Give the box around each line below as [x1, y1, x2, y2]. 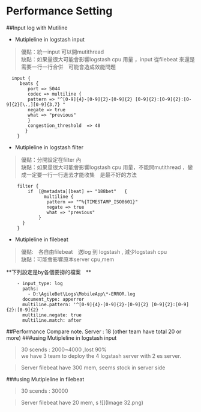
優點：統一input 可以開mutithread [20, 48, 104, 55]
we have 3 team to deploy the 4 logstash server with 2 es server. [20, 352, 182, 359]
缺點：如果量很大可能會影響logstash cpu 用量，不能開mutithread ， [20, 164, 188, 171]
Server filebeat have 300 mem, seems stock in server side [20, 364, 166, 371]
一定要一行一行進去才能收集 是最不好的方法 [26, 171, 137, 178]
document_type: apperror [22, 296, 85, 302]
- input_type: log [17, 280, 63, 286]
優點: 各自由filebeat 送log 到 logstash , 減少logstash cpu [20, 248, 167, 255]
